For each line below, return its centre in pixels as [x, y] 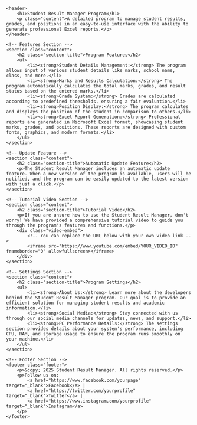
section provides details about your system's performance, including [95, 329]
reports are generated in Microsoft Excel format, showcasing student [95, 122]
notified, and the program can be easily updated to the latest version [97, 179]
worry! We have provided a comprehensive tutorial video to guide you [95, 220]
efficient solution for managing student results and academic [86, 303]
